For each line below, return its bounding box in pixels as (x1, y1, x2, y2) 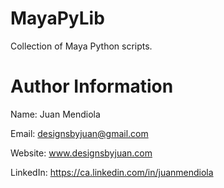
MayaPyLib (10, 7, 105, 30)
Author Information (10, 75, 174, 98)
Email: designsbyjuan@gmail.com (10, 127, 149, 139)
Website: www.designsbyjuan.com (10, 147, 153, 159)
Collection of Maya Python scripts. (10, 40, 153, 52)
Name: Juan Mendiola (10, 108, 101, 120)
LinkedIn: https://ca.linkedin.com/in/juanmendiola (10, 166, 214, 178)
